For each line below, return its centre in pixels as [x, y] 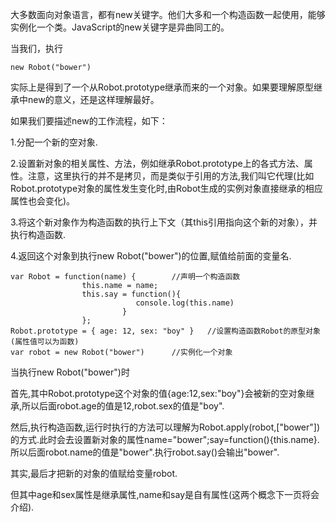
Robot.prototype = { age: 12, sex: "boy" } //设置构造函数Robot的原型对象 [165, 331]
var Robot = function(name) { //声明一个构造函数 [125, 277]
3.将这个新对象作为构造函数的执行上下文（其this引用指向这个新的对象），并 [164, 222]
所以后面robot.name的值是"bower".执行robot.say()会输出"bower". [145, 452]
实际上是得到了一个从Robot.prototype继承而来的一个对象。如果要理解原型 [162, 87]
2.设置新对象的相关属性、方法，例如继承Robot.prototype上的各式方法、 [157, 163]
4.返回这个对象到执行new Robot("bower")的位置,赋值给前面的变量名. [151, 256]
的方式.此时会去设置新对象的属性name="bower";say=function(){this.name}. [165, 439]
